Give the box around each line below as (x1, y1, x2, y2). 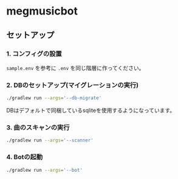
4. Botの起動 (6, 153, 43, 161)
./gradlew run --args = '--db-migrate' (6, 95, 102, 101)
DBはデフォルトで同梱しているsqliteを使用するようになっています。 (6, 107, 176, 114)
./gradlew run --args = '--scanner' (6, 137, 94, 143)
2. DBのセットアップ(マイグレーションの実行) (6, 80, 139, 89)
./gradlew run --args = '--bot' (6, 167, 83, 173)
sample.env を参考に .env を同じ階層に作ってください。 (6, 64, 145, 71)
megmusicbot (6, 4, 78, 18)
